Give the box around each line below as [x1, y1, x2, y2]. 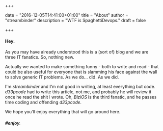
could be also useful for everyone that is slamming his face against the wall [5, 69, 157, 75]
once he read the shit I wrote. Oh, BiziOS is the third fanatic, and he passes [5, 94, 157, 100]
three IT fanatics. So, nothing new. [5, 54, 75, 60]
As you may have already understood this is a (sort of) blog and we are [5, 49, 149, 55]
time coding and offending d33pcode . [5, 99, 82, 105]
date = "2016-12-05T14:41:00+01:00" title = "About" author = [5, 12, 129, 18]
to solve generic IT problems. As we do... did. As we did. [5, 74, 119, 80]
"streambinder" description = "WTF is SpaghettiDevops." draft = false [5, 18, 146, 23]
